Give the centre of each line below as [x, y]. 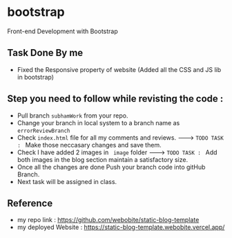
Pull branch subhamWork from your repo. [72, 116]
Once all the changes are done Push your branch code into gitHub [111, 167]
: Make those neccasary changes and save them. [89, 145]
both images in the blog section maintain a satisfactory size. [103, 159]
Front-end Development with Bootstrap [63, 31]
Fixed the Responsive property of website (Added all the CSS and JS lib [119, 69]
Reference [30, 203]
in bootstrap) [35, 77]
